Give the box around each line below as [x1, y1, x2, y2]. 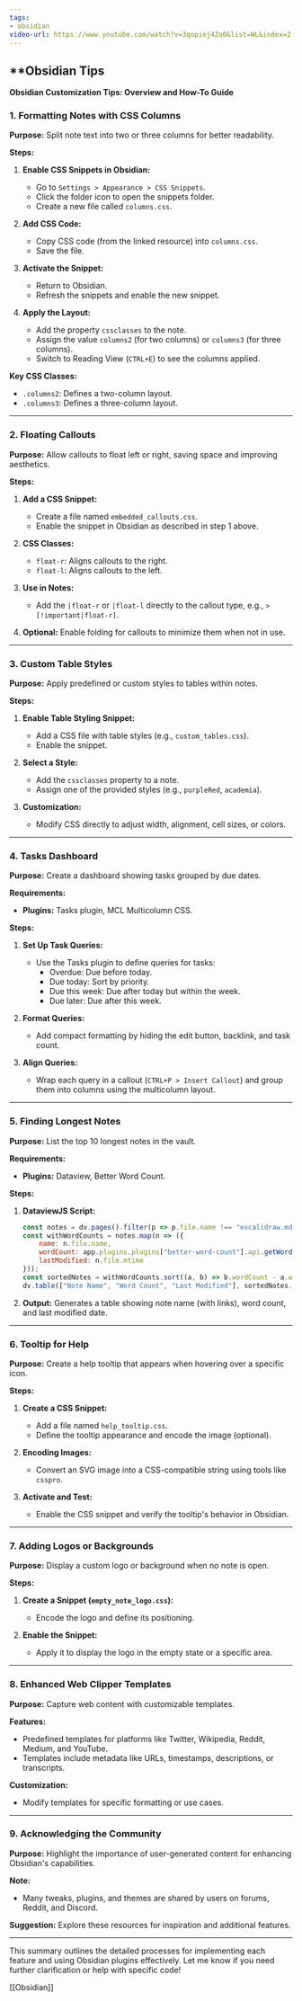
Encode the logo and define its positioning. [35, 1613, 195, 1623]
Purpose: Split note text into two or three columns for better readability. [9, 129, 275, 140]
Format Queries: [22, 1013, 85, 1024]
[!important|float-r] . [35, 609, 120, 620]
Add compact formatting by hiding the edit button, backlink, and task [35, 1030, 291, 1041]
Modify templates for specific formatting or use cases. [22, 1797, 225, 1808]
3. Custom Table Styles [9, 657, 113, 670]
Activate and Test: [22, 1491, 93, 1502]
